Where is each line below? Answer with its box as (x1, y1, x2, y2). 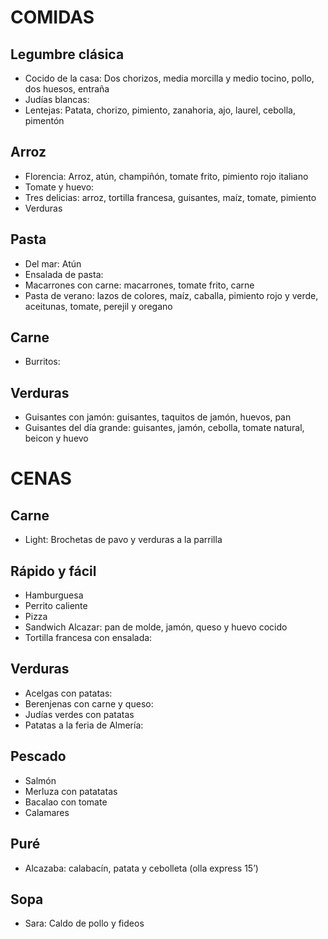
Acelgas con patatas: (24, 687, 113, 699)
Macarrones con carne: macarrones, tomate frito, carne (24, 279, 255, 291)
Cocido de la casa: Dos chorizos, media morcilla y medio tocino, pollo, (24, 72, 315, 84)
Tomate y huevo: (24, 181, 95, 193)
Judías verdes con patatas (24, 708, 135, 720)
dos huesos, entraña (24, 83, 110, 95)
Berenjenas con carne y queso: (24, 697, 154, 710)
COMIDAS (10, 6, 95, 29)
